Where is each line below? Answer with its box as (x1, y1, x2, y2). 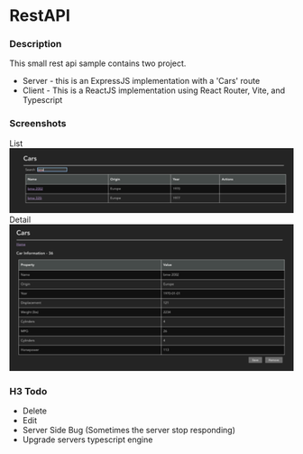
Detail (9, 214, 32, 225)
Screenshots (9, 117, 67, 130)
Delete (22, 405, 48, 416)
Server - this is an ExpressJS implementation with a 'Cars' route (22, 76, 261, 87)
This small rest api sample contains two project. (9, 58, 187, 69)
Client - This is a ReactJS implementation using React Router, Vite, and (22, 85, 286, 96)
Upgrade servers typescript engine (22, 434, 153, 445)
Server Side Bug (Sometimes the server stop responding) (22, 425, 236, 436)
